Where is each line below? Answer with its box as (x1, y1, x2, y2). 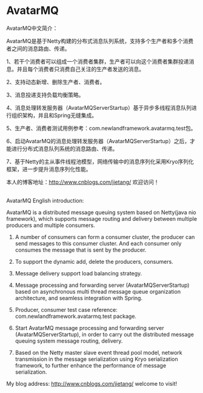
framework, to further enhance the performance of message (15, 361, 167, 369)
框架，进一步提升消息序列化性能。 (6, 165, 92, 173)
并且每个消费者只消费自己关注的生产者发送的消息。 (16, 65, 144, 73)
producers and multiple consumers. (6, 221, 95, 229)
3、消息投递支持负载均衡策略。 (6, 91, 84, 98)
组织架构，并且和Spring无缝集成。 (11, 112, 98, 119)
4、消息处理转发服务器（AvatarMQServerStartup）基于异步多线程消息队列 (6, 104, 192, 111)
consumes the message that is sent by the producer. (15, 246, 147, 254)
